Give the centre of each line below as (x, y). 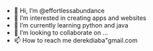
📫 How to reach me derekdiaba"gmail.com (75, 40)
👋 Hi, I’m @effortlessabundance (59, 11)
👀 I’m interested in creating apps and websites (80, 18)
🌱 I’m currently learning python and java (71, 25)
